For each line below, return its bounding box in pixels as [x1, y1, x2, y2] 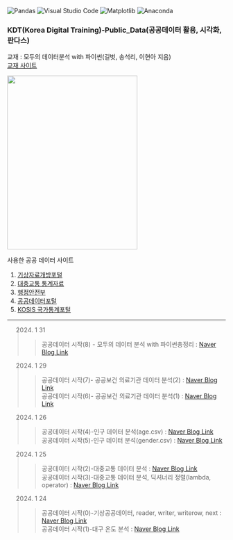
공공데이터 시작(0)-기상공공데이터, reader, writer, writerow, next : [41, 509, 222, 517]
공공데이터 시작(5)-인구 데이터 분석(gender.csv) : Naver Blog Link [41, 436, 223, 445]
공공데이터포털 [17, 297, 57, 305]
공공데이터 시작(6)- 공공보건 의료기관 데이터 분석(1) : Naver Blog [41, 392, 217, 400]
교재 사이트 [7, 61, 37, 69]
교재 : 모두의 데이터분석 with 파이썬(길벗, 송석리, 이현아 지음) [7, 53, 171, 61]
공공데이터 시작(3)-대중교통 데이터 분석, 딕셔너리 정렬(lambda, [41, 473, 212, 482]
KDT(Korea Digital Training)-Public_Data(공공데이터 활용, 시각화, [7, 25, 222, 35]
